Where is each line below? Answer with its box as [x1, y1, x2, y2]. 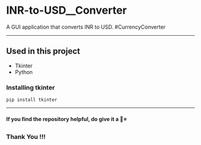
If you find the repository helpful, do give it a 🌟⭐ [6, 115, 127, 122]
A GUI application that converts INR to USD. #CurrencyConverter [6, 23, 166, 30]
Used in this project [6, 46, 81, 57]
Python [14, 68, 33, 75]
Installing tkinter [6, 83, 55, 91]
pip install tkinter [6, 97, 58, 103]
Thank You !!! [6, 132, 46, 141]
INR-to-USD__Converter [6, 4, 127, 17]
